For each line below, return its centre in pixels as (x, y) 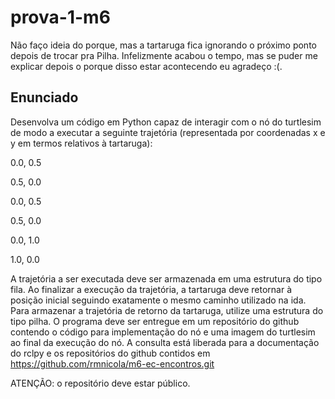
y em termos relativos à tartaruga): (81, 143)
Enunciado (44, 97)
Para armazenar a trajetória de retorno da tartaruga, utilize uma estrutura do (167, 310)
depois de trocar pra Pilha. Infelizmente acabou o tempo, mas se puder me (164, 55)
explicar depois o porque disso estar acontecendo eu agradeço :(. (146, 66)
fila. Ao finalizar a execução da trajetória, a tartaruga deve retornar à (151, 289)
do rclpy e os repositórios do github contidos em (110, 353)
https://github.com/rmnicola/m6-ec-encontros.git (112, 363)
